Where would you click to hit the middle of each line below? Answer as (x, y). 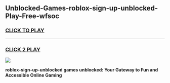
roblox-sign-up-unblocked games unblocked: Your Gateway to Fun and (82, 69)
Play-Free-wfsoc (32, 16)
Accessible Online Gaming (34, 75)
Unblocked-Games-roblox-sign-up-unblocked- (82, 8)
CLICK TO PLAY (25, 31)
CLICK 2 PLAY (23, 49)
